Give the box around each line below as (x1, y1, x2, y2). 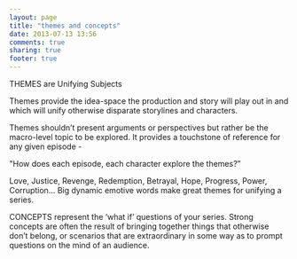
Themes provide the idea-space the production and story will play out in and (9, 96, 289, 106)
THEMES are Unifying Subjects (9, 79, 122, 89)
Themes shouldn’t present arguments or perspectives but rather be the (9, 122, 269, 133)
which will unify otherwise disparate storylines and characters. (9, 106, 238, 115)
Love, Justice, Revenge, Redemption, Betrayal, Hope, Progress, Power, (9, 176, 268, 186)
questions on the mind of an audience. (9, 240, 150, 250)
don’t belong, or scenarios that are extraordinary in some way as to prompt (9, 231, 284, 240)
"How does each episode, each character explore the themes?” (9, 159, 241, 169)
